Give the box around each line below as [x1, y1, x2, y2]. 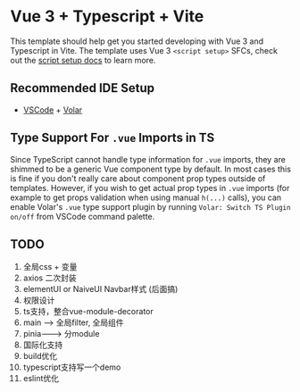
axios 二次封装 [22, 272, 77, 283]
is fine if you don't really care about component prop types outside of [10, 172, 266, 184]
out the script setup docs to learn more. [10, 54, 156, 65]
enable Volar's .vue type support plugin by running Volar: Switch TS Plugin [10, 201, 291, 212]
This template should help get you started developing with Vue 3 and [10, 36, 264, 46]
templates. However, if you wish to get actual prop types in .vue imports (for [10, 182, 290, 193]
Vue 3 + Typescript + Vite [10, 6, 204, 27]
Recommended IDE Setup [10, 80, 155, 96]
